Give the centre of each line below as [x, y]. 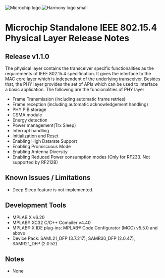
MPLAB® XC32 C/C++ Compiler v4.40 [51, 222]
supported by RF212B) [35, 162]
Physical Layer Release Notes [67, 38]
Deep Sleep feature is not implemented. [53, 190]
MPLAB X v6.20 [28, 217]
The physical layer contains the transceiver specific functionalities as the [80, 68]
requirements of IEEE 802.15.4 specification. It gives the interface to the [78, 74]
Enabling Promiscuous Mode [41, 146]
